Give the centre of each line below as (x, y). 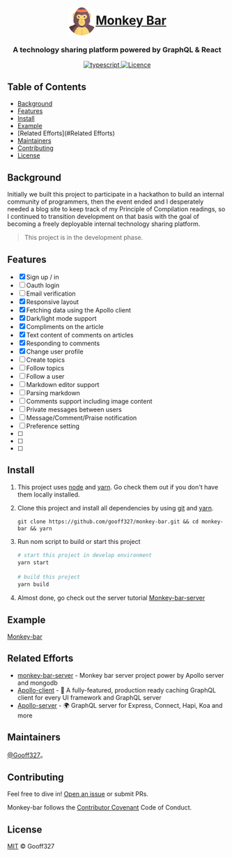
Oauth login (43, 285)
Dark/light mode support (61, 318)
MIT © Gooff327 (31, 847)
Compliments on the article (65, 326)
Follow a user (45, 376)
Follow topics (45, 368)
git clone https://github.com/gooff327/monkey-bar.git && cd (108, 522)
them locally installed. (48, 494)
